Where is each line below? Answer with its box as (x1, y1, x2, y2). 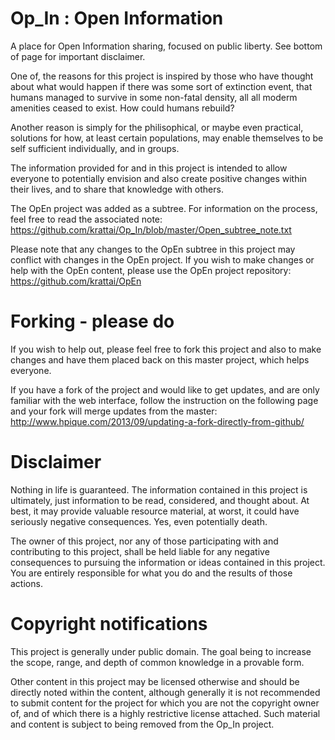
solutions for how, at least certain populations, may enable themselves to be (10, 132, 324, 144)
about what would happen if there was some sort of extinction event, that (10, 80, 313, 92)
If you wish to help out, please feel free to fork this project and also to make (10, 343, 322, 355)
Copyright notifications (10, 613, 208, 635)
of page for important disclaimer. (10, 50, 146, 62)
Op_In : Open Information (10, 7, 224, 30)
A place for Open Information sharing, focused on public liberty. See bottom (10, 40, 323, 52)
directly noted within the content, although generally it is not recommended (10, 686, 321, 698)
